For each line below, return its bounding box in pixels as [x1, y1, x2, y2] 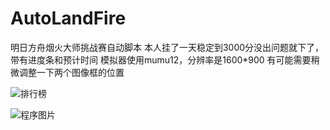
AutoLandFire [10, 7, 127, 30]
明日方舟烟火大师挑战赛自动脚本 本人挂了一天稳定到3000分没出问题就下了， [10, 41, 325, 53]
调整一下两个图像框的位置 [18, 66, 125, 78]
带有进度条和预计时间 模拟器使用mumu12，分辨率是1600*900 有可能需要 [10, 53, 312, 66]
